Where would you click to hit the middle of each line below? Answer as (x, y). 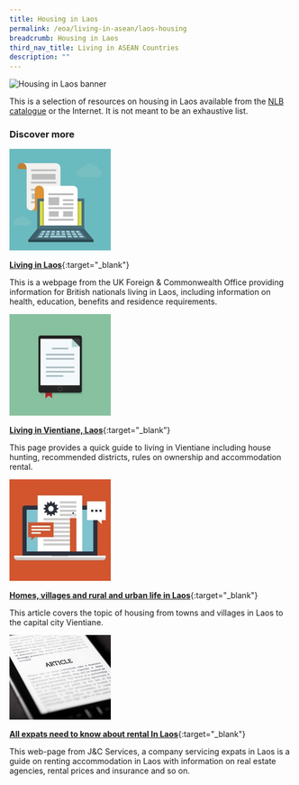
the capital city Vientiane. (56, 623)
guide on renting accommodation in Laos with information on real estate (143, 762)
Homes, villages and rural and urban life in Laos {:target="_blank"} (134, 596)
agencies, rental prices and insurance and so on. (100, 771)
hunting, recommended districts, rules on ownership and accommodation (145, 457)
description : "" (40, 57)
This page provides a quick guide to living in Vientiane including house (140, 448)
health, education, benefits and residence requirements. (113, 301)
